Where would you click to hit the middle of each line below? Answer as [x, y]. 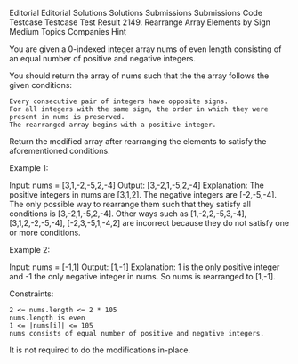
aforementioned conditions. [60, 151]
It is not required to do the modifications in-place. [100, 350]
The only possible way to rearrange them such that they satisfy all [130, 204]
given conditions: [41, 85]
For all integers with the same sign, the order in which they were [139, 109]
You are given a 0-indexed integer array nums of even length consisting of [145, 49]
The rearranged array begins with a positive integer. [113, 125]
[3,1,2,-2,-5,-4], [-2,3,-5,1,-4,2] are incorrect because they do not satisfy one [149, 223]
